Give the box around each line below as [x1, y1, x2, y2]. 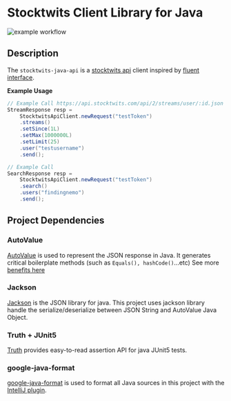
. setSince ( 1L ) [19, 125, 60, 132]
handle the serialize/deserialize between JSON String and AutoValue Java [7, 305, 217, 314]
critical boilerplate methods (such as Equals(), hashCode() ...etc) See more [7, 258, 219, 267]
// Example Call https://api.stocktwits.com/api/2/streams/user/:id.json [7, 100, 224, 107]
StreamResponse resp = [7, 106, 72, 113]
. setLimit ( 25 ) [19, 138, 60, 145]
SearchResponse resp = [7, 170, 72, 177]
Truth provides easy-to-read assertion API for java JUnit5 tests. [7, 346, 188, 354]
